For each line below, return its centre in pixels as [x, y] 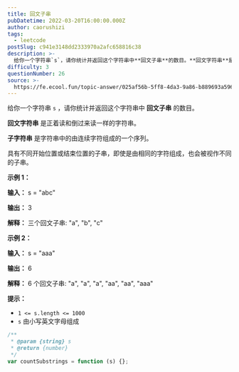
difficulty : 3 [28, 67]
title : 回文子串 [29, 14]
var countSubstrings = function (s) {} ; [68, 361]
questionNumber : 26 [36, 73]
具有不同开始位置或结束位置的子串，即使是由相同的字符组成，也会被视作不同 [119, 153]
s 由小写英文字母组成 [48, 321]
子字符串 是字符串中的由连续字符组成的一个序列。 [80, 138]
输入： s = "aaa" [31, 253]
